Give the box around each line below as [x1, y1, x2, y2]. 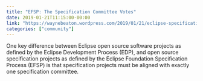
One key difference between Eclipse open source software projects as [6, 42, 181, 50]
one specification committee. [6, 68, 79, 76]
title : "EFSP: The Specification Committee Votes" [6, 8, 137, 15]
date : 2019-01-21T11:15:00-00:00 [6, 15, 91, 21]
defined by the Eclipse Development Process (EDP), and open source [6, 49, 179, 56]
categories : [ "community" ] [6, 25, 74, 32]
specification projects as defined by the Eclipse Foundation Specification [6, 55, 188, 62]
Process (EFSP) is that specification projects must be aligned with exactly [6, 62, 190, 69]
